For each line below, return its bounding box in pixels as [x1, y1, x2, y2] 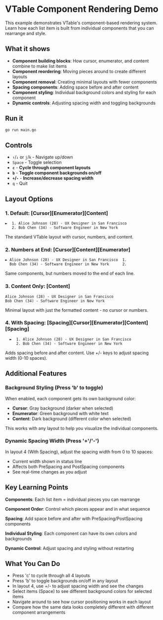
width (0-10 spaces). [5, 355, 47, 361]
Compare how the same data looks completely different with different [12, 604, 154, 610]
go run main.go [5, 127, 37, 132]
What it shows [5, 45, 50, 53]
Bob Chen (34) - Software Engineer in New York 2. [9, 262, 127, 267]
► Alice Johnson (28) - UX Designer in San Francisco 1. [5, 257, 127, 263]
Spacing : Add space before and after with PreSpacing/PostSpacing [5, 516, 143, 522]
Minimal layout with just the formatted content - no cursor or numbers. [5, 307, 149, 313]
